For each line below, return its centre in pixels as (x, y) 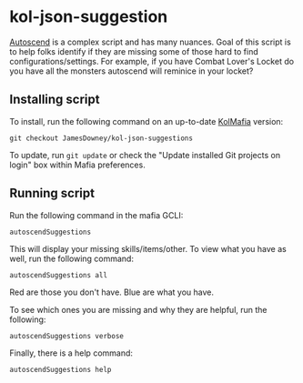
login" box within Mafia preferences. (77, 165)
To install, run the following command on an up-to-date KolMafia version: (146, 121)
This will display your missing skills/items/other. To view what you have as (148, 248)
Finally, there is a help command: (71, 353)
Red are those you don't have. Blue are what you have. (112, 292)
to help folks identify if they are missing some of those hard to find (134, 51)
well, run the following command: (72, 258)
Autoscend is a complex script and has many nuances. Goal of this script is (150, 42)
